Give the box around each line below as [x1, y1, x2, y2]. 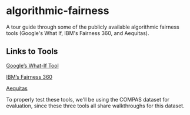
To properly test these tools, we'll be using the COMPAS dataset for [6, 96, 169, 103]
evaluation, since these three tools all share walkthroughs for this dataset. [6, 102, 185, 109]
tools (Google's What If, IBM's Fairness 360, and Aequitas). [6, 29, 149, 36]
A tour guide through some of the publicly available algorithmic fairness [6, 23, 179, 30]
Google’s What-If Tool [6, 62, 59, 69]
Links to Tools [6, 47, 58, 57]
